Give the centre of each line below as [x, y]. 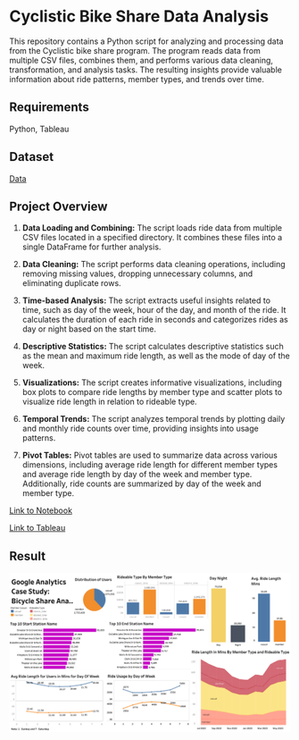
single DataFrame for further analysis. [91, 247]
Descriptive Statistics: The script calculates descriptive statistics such [153, 347]
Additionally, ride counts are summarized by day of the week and [141, 484]
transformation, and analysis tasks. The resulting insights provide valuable [146, 70]
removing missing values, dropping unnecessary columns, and [137, 273]
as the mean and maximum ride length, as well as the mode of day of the [156, 356]
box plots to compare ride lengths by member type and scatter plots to [152, 392]
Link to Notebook [41, 510]
